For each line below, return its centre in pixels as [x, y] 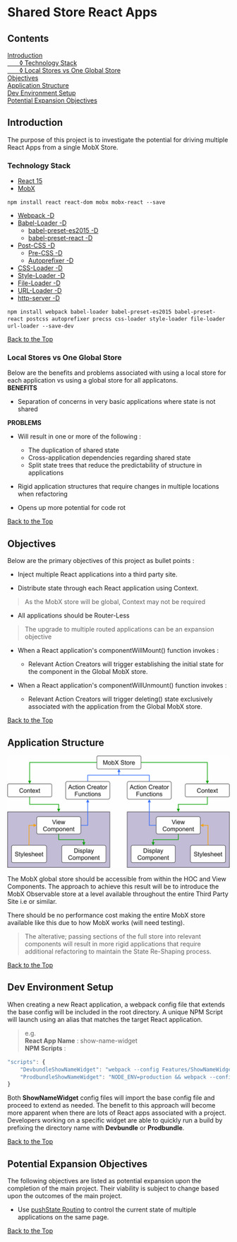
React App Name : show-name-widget [81, 1040]
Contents [28, 39]
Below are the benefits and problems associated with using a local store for [117, 373]
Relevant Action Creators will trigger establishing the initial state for [126, 664]
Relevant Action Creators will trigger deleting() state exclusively [120, 699]
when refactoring [43, 494]
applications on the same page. [63, 1217]
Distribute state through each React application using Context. [108, 588]
